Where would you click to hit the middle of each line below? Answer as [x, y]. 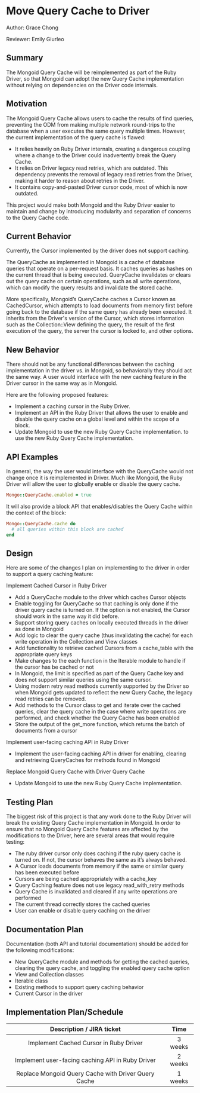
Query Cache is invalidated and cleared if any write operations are [96, 892]
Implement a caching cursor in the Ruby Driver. [72, 406]
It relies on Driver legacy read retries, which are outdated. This [91, 168]
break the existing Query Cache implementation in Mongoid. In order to [93, 823]
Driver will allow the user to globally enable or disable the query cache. [93, 484]
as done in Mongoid [39, 629]
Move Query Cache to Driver [78, 11]
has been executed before [47, 872]
